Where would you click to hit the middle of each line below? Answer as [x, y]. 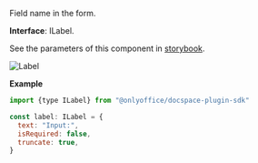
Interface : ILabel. [42, 31]
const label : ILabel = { [56, 117]
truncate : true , [48, 142]
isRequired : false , [55, 134]
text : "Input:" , [48, 125]
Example [26, 84]
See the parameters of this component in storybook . [107, 48]
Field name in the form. [53, 13]
